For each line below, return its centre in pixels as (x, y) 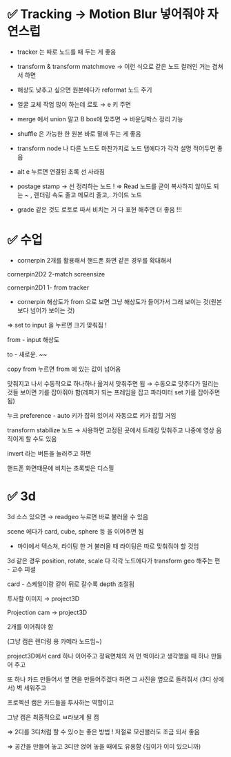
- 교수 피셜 (21, 569)
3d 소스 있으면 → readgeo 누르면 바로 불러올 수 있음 (78, 516)
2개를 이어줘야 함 (30, 626)
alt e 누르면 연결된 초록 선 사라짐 (61, 171)
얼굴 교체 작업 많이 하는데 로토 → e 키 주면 (74, 104)
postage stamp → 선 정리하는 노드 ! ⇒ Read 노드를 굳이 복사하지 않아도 (114, 186)
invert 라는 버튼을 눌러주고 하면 (49, 453)
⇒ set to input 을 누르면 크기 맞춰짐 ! (57, 325)
